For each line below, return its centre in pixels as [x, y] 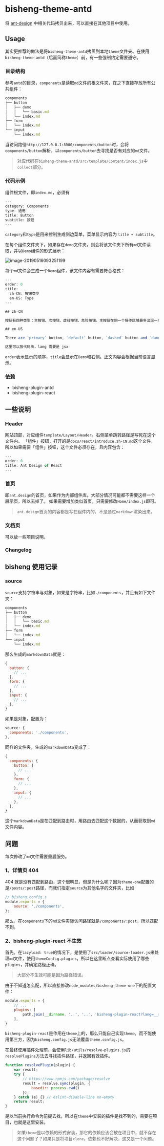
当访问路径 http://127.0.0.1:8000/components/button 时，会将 [67, 144]
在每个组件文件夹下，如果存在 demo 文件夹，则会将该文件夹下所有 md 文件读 [78, 245]
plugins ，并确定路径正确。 [32, 965]
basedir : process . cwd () [55, 1088]
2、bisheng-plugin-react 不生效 [43, 941]
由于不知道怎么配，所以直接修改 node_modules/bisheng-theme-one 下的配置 [79, 985]
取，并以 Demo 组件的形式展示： [35, 251]
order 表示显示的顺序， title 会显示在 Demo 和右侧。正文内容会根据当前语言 [78, 357]
